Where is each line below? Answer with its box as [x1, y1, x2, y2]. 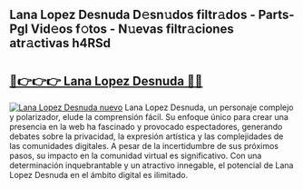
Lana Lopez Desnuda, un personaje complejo [124, 102, 294, 113]
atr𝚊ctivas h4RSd [9, 35, 112, 51]
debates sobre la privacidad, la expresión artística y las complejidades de [9, 131, 284, 142]
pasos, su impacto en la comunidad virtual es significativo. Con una [9, 150, 262, 161]
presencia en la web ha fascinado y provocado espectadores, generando [9, 122, 283, 132]
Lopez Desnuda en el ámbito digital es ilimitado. [9, 170, 189, 180]
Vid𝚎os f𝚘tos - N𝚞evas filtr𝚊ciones [30, 22, 234, 37]
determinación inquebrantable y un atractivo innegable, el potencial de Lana [9, 160, 294, 171]
